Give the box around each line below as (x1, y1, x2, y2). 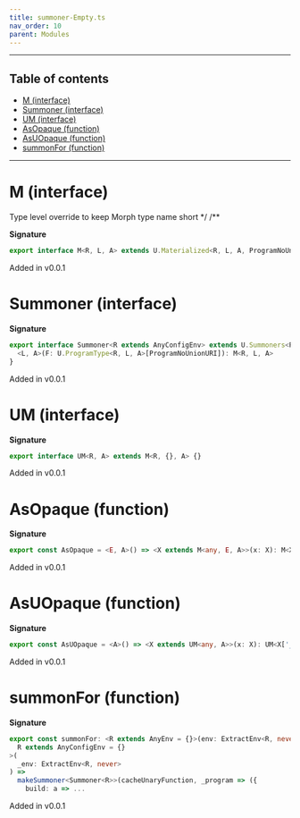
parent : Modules (9, 30, 70, 38)
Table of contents (9, 71, 109, 86)
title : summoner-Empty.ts (9, 13, 105, 22)
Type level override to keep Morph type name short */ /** (9, 212, 221, 223)
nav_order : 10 (9, 21, 62, 30)
